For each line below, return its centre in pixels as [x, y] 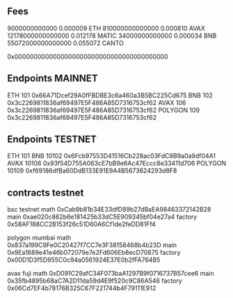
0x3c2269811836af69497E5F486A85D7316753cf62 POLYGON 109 [104, 110]
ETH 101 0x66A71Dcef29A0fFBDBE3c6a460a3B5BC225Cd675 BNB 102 [110, 95]
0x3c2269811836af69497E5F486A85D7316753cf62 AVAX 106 [97, 102]
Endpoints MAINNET [53, 78]
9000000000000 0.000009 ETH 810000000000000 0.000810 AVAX [106, 28]
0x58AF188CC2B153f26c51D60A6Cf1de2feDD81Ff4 [82, 224]
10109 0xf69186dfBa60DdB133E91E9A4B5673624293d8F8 [92, 171]
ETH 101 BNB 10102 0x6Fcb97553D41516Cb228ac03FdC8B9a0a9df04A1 [112, 156]
